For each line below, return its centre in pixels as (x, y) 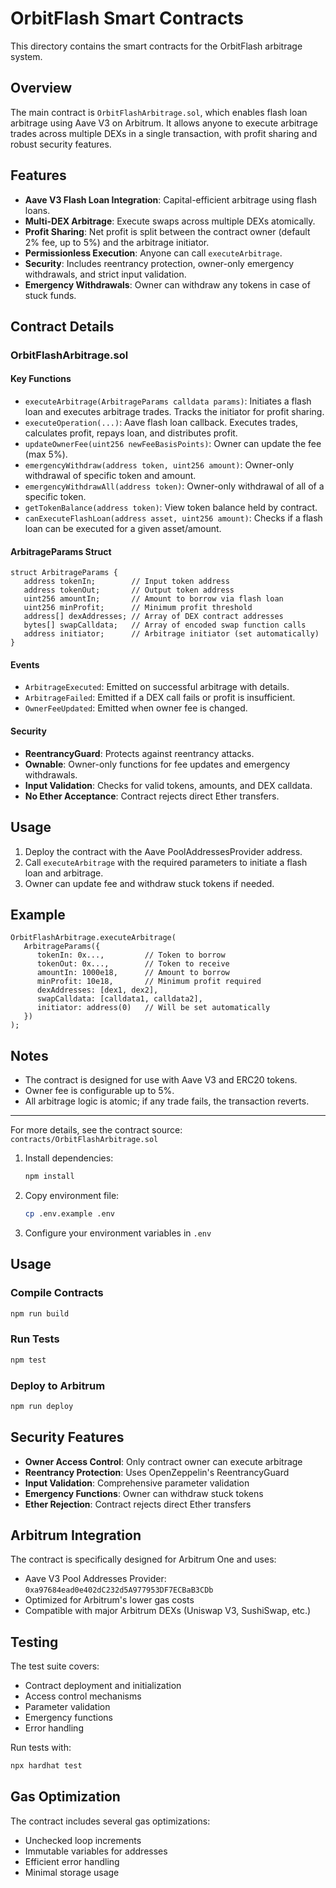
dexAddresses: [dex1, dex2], (97, 990)
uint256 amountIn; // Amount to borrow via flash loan (153, 599)
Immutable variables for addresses (96, 1851)
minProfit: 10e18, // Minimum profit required (149, 982)
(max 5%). (46, 454)
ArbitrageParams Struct (61, 551)
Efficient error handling (72, 1861)
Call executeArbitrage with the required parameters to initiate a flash (166, 862)
